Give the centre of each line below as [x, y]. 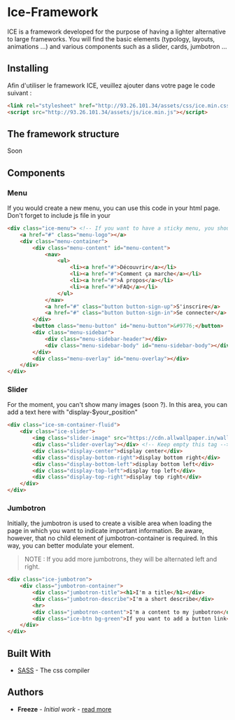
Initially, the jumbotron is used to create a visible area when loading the [109, 523]
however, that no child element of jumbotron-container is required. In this [113, 538]
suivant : [20, 92]
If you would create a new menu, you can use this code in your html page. [114, 208]
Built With [29, 653]
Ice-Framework [53, 12]
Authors [26, 692]
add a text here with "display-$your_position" [73, 412]
